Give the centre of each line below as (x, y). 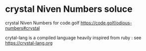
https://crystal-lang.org (29, 43)
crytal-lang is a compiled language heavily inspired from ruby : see (73, 38)
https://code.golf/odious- (106, 23)
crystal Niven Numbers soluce (69, 9)
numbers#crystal (23, 28)
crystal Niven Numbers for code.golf (42, 23)
